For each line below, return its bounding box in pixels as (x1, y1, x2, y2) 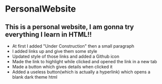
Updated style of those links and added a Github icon (12, 53, 120, 59)
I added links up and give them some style (12, 49, 98, 54)
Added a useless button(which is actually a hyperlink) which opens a (12, 69, 150, 75)
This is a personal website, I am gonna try (5, 23, 134, 31)
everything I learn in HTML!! (5, 30, 92, 38)
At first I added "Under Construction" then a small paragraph (12, 43, 135, 49)
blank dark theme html (12, 74, 58, 80)
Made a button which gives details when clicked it (12, 64, 113, 69)
